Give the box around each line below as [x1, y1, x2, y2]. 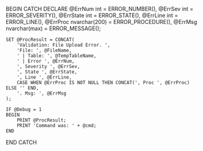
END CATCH [6, 139, 37, 146]
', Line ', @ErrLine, [17, 74, 72, 80]
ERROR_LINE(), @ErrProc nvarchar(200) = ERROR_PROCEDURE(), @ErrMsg [6, 18, 197, 25]
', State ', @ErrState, [17, 69, 78, 75]
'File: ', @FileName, [17, 47, 72, 53]
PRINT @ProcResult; [17, 117, 67, 123]
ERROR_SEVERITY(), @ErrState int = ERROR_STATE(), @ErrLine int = [6, 12, 178, 19]
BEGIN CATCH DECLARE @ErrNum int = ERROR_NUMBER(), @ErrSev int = [6, 6, 194, 12]
